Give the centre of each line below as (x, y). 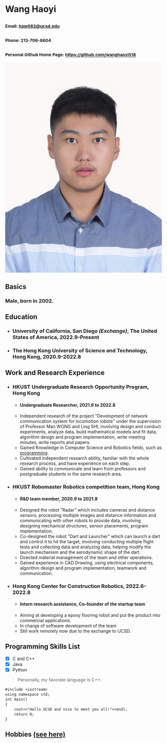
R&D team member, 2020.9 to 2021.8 (59, 499)
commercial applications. (45, 620)
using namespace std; (28, 694)
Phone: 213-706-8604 (28, 40)
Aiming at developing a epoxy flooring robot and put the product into (90, 615)
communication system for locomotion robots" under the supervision (90, 421)
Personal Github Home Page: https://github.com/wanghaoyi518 (71, 55)
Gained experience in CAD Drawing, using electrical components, (87, 563)
